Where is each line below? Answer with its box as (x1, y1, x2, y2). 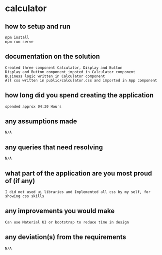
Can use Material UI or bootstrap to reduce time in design (5, 220, 130, 224)
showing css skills (5, 194, 45, 199)
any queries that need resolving (5, 143, 103, 151)
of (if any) (5, 176, 35, 185)
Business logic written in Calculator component (5, 74, 105, 79)
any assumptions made (5, 117, 77, 126)
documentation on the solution (5, 52, 100, 61)
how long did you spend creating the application (5, 91, 154, 99)
